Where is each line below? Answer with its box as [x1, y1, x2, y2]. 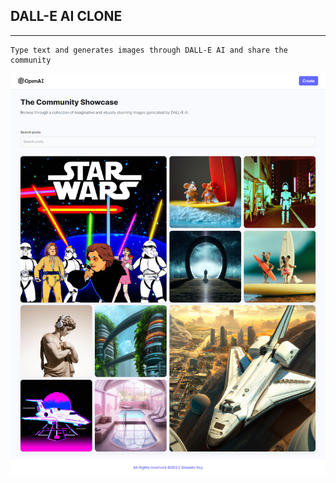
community [10, 55, 52, 65]
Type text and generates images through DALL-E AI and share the [10, 45, 288, 55]
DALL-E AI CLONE [10, 8, 123, 25]
